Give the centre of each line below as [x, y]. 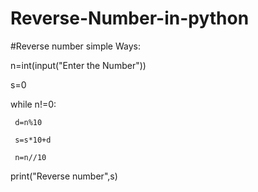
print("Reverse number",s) [64, 176]
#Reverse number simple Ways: [75, 46]
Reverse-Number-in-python [130, 18]
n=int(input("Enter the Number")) [78, 65]
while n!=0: [33, 104]
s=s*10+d [33, 140]
